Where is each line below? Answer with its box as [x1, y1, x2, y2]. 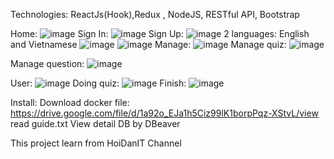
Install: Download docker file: [10, 97, 130, 108]
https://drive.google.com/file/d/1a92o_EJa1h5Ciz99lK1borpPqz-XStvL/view [10, 107, 319, 119]
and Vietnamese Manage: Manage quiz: [10, 39, 287, 50]
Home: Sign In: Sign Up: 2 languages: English [10, 28, 310, 39]
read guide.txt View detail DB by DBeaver [10, 118, 181, 129]
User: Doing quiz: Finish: [10, 77, 187, 89]
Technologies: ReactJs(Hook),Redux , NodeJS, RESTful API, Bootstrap [10, 9, 300, 20]
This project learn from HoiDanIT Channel [10, 137, 182, 149]
